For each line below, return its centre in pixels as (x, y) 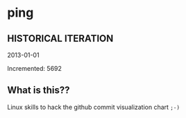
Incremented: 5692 (35, 68)
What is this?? (39, 91)
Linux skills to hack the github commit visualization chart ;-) (94, 107)
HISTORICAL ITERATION (60, 39)
